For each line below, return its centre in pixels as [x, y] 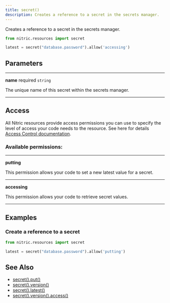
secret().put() [27, 280]
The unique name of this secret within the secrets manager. [67, 90]
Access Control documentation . [38, 134]
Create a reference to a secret [42, 232]
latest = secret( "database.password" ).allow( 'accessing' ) [68, 48]
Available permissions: [34, 146]
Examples [21, 218]
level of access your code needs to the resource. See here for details [77, 128]
